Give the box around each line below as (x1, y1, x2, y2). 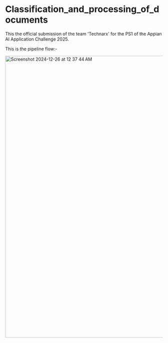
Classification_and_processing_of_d (5, 4, 159, 15)
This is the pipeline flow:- (5, 46, 57, 52)
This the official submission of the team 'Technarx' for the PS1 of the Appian (5, 31, 162, 37)
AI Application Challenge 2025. (5, 36, 69, 42)
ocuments (5, 14, 48, 26)
